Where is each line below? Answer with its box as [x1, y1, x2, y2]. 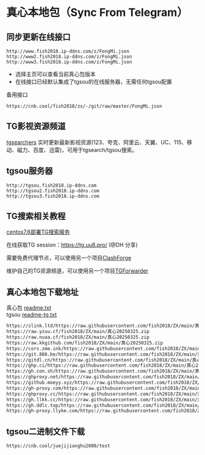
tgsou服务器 [6, 166, 53, 176]
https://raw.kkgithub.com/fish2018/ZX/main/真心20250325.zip [6, 340, 164, 346]
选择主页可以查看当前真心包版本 [15, 71, 96, 77]
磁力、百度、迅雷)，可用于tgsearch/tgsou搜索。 [16, 146, 138, 153]
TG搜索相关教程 [6, 211, 66, 221]
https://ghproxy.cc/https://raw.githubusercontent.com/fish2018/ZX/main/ [6, 391, 198, 397]
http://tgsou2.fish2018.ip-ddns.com [6, 187, 99, 194]
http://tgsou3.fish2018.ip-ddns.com [6, 193, 99, 199]
